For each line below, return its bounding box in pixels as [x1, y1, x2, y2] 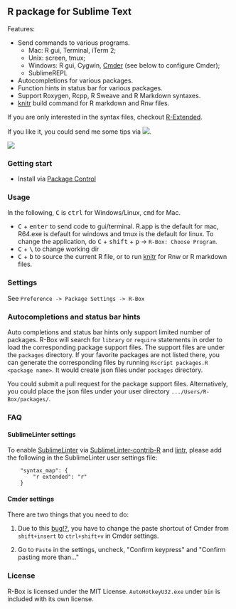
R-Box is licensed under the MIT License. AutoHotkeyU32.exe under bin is [7, 587, 220, 595]
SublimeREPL [28, 68, 68, 77]
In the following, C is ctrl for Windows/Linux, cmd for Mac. [7, 208, 181, 217]
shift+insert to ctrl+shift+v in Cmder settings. [17, 531, 159, 540]
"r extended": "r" [33, 473, 87, 481]
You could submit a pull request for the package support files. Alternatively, [7, 380, 229, 388]
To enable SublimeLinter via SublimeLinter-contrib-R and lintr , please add [7, 446, 222, 455]
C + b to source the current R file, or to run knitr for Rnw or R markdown [17, 253, 227, 261]
